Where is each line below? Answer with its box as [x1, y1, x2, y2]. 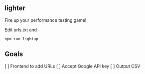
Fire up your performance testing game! [4, 17, 87, 23]
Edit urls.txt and [4, 27, 37, 33]
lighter [4, 4, 26, 12]
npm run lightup [4, 36, 38, 41]
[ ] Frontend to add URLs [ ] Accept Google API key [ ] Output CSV [4, 63, 141, 69]
